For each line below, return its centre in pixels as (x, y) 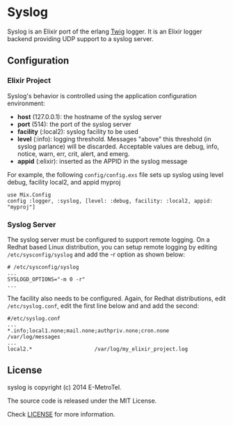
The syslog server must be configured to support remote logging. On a (109, 239)
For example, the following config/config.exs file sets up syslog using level (115, 174)
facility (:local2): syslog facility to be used (78, 131)
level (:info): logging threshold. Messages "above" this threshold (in (114, 139)
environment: (26, 103)
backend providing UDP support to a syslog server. (80, 38)
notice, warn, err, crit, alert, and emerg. (73, 153)
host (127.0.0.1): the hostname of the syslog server (89, 116)
